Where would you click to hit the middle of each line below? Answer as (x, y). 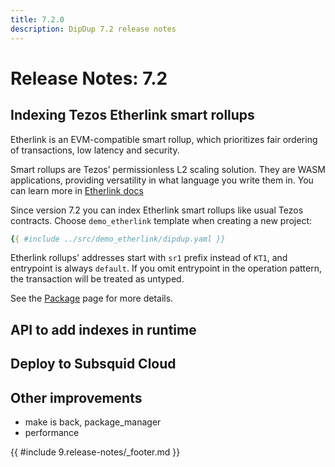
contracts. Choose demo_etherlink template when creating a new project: (161, 220)
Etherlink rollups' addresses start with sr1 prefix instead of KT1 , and (149, 258)
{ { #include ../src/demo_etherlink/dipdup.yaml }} (118, 239)
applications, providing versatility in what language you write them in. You (162, 180)
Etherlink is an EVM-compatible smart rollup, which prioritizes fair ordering (164, 139)
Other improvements (76, 397)
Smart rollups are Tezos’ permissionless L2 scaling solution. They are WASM (168, 169)
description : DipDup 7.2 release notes (93, 29)
